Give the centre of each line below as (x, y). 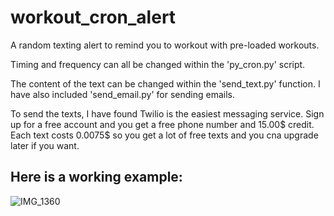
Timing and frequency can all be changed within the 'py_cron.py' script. (158, 64)
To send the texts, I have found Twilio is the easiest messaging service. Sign (167, 113)
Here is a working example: (96, 177)
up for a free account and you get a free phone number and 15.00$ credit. (162, 124)
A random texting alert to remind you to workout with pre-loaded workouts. (165, 45)
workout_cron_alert (93, 17)
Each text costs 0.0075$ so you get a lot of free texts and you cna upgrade (164, 135)
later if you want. (45, 145)
